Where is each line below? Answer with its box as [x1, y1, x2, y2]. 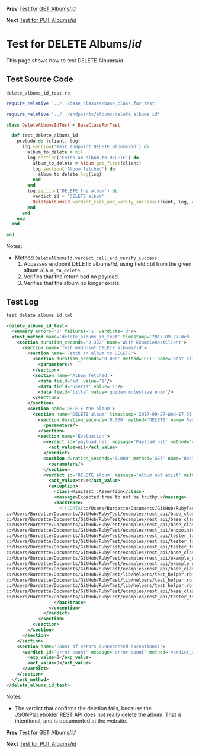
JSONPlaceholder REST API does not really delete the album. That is [14, 711, 182, 718]
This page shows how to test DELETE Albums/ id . [6, 57, 125, 64]
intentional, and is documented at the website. [14, 717, 128, 724]
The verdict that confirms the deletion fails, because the [14, 704, 152, 711]
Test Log [6, 297, 39, 307]
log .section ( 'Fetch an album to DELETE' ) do [27, 155, 139, 161]
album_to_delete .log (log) [37, 171, 102, 177]
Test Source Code [6, 74, 74, 84]
